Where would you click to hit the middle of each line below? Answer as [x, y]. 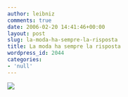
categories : [25, 60]
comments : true [30, 20]
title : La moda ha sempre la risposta [64, 46]
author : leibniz [31, 14]
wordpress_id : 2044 [36, 53]
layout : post [26, 33]
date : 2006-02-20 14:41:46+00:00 [56, 27]
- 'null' [20, 66]
